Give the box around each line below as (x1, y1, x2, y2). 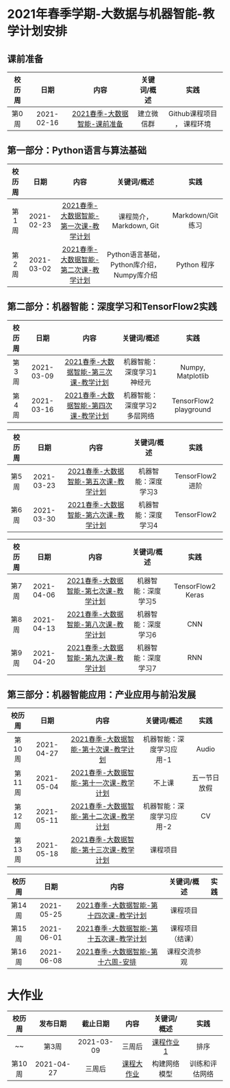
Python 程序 (175, 260, 215, 269)
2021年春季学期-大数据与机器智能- (7, 6, 203, 22)
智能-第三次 (73, 367, 113, 376)
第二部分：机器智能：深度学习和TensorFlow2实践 (7, 301, 218, 313)
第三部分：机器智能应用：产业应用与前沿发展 (7, 689, 196, 701)
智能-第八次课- (66, 620, 118, 629)
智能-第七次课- (66, 586, 118, 596)
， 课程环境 (174, 120, 212, 128)
